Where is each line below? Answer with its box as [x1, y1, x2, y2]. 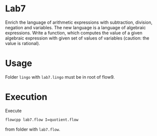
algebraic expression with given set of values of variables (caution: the [5, 35, 150, 41]
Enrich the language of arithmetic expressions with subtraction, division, [5, 19, 153, 25]
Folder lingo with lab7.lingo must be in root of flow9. [5, 74, 115, 80]
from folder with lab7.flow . [5, 126, 60, 132]
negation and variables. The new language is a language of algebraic [5, 24, 146, 30]
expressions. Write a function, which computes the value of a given [5, 30, 143, 36]
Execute [5, 107, 22, 114]
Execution [5, 91, 48, 103]
